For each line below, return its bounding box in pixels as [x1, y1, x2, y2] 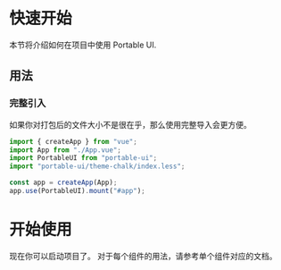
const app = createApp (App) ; [9, 178, 118, 188]
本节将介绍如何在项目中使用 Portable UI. [9, 39, 157, 50]
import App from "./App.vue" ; [9, 145, 122, 155]
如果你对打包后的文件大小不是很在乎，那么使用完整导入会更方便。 [9, 119, 252, 130]
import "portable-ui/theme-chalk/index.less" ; [9, 162, 186, 171]
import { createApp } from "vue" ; [9, 137, 138, 146]
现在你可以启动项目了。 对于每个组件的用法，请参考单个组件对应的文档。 [9, 250, 277, 261]
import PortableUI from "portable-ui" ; [9, 154, 158, 163]
